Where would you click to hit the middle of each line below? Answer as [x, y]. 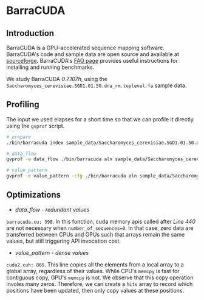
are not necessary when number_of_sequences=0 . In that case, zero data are [100, 228]
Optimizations [33, 195]
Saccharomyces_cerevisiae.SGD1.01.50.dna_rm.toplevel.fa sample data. [97, 85]
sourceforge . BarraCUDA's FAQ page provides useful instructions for [92, 61]
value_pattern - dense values [52, 252]
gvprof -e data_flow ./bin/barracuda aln [59, 159]
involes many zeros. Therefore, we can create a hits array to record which [100, 284]
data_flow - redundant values [52, 209]
